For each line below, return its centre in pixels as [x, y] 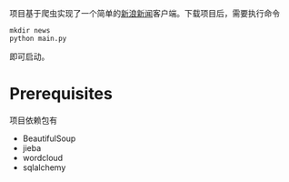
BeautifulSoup [49, 138]
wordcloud [43, 157]
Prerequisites [61, 94]
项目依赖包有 [33, 120]
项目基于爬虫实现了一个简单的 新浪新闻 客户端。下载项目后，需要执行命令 [144, 13]
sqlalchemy [44, 167]
